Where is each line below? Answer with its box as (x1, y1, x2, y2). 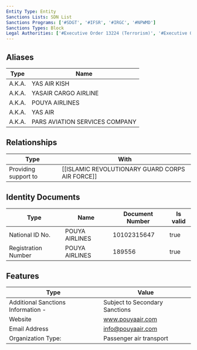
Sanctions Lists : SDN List (6, 14, 72, 20)
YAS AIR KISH (31, 79, 70, 87)
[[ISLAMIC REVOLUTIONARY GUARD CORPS (61, 165, 185, 173)
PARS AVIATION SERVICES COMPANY (31, 117, 137, 126)
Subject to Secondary (103, 298, 163, 307)
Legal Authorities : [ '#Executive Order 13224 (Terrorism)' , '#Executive (6, 31, 188, 36)
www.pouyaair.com (103, 315, 157, 324)
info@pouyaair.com (103, 325, 157, 333)
